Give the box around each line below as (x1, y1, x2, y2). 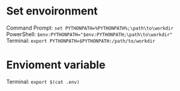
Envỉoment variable (6, 58, 106, 72)
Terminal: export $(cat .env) (6, 78, 80, 85)
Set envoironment (6, 4, 98, 18)
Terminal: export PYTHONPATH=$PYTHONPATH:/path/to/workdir (6, 37, 156, 44)
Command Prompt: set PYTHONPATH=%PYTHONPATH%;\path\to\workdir (6, 24, 174, 31)
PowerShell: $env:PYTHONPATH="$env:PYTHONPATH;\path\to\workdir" (6, 30, 173, 37)
